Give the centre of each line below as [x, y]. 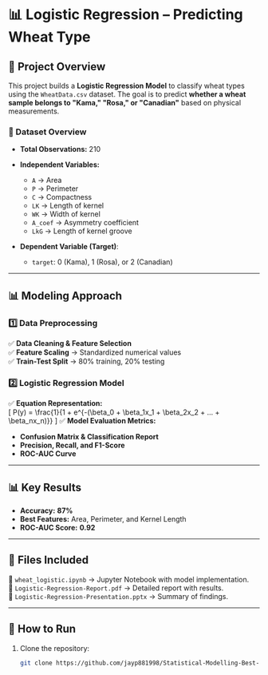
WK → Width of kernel [66, 214]
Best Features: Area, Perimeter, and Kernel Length [103, 519]
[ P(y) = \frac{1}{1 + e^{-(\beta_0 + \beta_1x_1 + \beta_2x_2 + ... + [114, 412]
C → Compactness [62, 197]
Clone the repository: [55, 648]
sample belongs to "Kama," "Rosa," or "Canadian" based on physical [125, 103]
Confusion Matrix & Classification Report [89, 437]
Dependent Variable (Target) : [69, 247]
